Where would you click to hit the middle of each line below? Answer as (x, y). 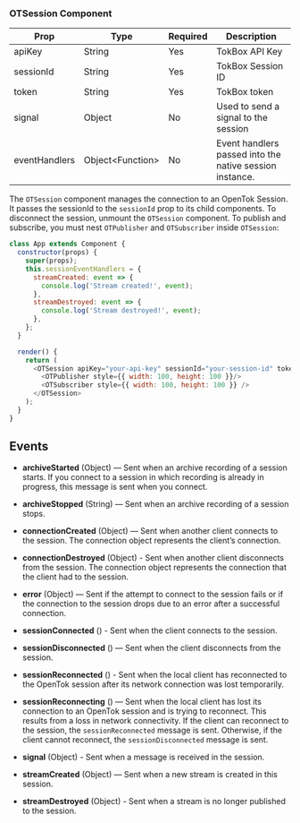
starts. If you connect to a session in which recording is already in (143, 477)
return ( (42, 360)
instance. (235, 177)
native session (246, 166)
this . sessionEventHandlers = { (83, 269)
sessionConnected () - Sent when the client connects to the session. (150, 630)
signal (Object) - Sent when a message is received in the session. (143, 757)
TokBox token (245, 92)
